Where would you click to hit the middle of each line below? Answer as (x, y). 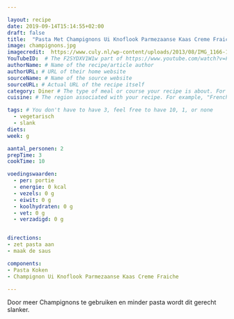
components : (24, 263)
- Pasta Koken (28, 270)
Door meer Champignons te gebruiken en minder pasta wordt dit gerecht (112, 302)
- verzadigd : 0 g (39, 219)
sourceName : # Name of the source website (70, 78)
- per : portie (34, 181)
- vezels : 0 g (34, 193)
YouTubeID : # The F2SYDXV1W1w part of (65, 59)
